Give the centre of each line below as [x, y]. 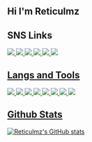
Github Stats [35, 115]
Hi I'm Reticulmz [44, 12]
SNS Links [30, 35]
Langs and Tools [44, 75]
